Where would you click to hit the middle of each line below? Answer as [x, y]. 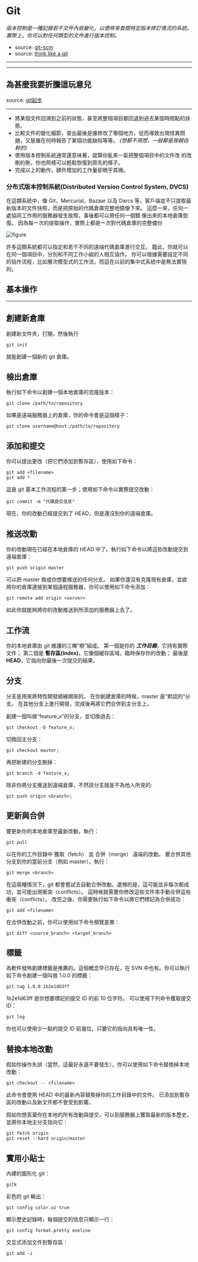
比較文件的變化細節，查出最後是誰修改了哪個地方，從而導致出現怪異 [97, 133]
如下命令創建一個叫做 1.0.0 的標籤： [49, 975]
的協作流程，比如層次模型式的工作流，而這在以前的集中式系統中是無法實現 [96, 262]
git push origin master [35, 568]
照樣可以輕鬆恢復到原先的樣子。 [85, 162]
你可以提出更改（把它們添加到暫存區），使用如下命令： [72, 461]
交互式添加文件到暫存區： [37, 1242]
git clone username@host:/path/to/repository [63, 426]
